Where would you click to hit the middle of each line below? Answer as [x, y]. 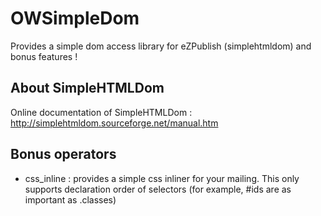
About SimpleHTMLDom [87, 88]
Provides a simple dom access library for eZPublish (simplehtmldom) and [161, 46]
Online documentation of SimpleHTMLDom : [101, 112]
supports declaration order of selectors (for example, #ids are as [158, 189]
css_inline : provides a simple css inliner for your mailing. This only [162, 178]
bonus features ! [44, 56]
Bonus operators [63, 154]
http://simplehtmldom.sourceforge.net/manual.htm [114, 123]
